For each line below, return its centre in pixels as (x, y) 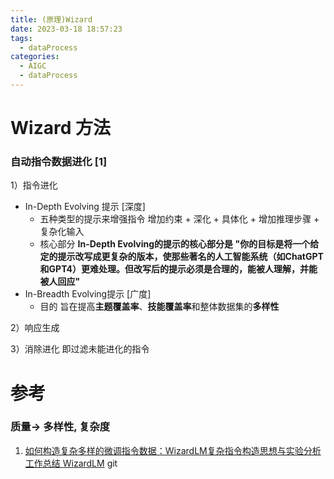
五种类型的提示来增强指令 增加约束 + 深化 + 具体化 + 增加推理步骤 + (179, 219)
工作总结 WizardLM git (71, 463)
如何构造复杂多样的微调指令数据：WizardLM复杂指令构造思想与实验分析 (173, 450)
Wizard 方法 (60, 128)
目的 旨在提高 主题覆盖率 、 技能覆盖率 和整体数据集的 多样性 (159, 307)
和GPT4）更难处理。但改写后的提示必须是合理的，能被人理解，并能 (178, 269)
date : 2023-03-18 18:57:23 (66, 29)
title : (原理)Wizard (51, 19)
